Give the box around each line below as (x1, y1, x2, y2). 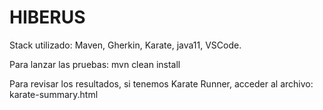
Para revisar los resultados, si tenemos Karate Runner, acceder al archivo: (9, 77, 314, 90)
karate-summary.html (9, 88, 99, 100)
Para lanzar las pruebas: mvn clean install (9, 58, 181, 70)
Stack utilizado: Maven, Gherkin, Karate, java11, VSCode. (9, 39, 242, 51)
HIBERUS (9, 6, 86, 29)
